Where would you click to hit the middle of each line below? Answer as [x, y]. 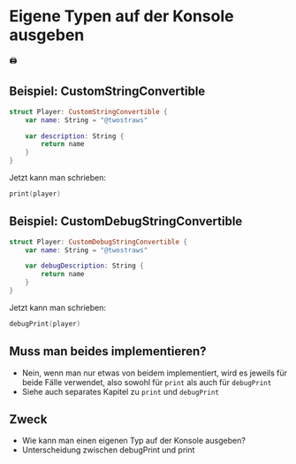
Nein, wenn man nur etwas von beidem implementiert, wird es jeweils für [154, 373]
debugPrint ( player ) [45, 324]
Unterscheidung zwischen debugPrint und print [108, 450]
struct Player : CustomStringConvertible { [88, 112]
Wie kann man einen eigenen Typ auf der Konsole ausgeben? [133, 441]
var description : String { [75, 136]
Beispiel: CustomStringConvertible [107, 92]
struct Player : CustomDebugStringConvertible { [99, 242]
